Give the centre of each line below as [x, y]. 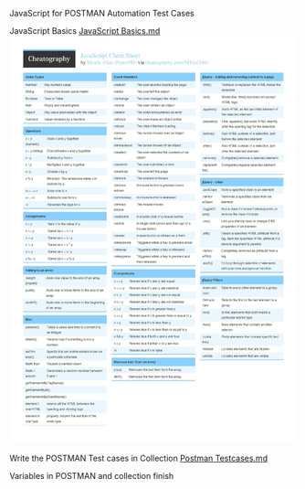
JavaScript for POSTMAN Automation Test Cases [102, 13]
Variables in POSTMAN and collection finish [92, 475]
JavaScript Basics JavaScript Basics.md [85, 31]
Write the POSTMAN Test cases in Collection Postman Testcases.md [138, 458]
